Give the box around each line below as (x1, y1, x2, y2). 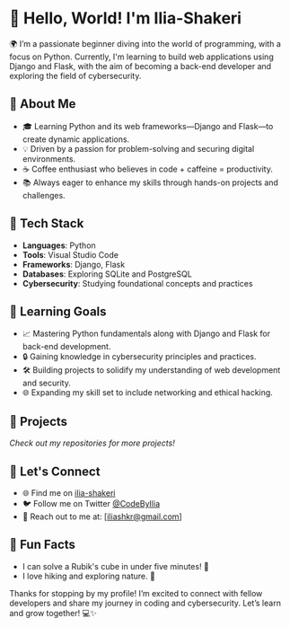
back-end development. (22, 341, 111, 352)
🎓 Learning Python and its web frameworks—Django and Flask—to (22, 120, 274, 131)
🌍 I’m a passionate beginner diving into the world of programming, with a (9, 38, 281, 49)
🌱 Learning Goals (9, 304, 107, 319)
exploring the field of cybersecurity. (9, 70, 142, 81)
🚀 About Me (9, 96, 76, 111)
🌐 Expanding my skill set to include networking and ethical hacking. (22, 387, 274, 398)
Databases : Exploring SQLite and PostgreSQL (22, 269, 193, 279)
